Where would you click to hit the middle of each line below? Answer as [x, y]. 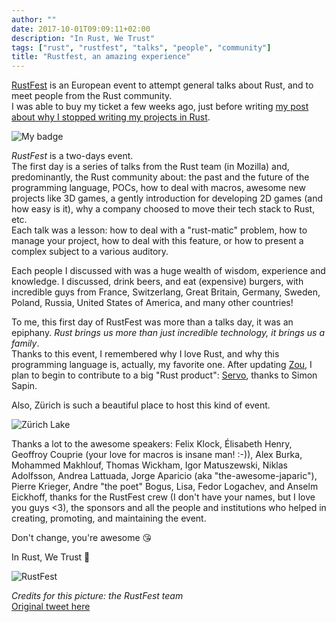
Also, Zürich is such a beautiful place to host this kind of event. [141, 405]
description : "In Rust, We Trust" [83, 38]
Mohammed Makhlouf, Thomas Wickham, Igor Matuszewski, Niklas [149, 465]
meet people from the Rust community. [92, 96]
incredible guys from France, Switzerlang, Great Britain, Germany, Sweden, [166, 292]
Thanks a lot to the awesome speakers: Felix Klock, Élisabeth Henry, [152, 444]
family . [25, 343]
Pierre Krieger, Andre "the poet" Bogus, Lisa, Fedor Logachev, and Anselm [165, 487]
